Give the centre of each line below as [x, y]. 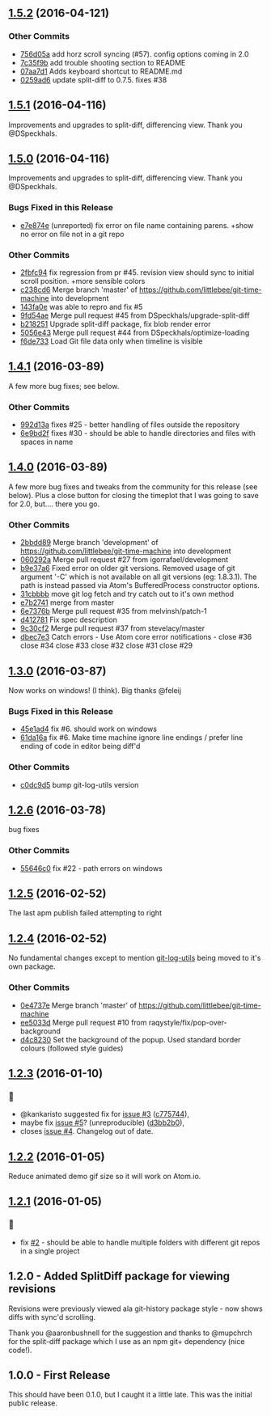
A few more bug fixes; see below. [64, 386]
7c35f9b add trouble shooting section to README [103, 62]
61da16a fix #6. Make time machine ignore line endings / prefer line [131, 738]
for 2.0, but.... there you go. [54, 504]
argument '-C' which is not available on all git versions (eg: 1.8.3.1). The [138, 577]
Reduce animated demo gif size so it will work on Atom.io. [105, 1177]
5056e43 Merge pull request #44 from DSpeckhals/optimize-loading [135, 332]
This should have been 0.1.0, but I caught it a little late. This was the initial [130, 1395]
